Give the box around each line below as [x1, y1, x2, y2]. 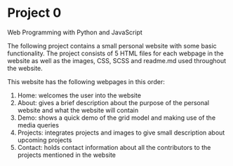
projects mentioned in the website [17, 151, 116, 159]
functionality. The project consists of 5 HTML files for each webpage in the [7, 49, 224, 57]
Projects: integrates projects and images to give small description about [17, 128, 225, 137]
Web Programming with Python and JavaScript [7, 28, 142, 36]
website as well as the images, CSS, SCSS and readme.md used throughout [7, 56, 227, 64]
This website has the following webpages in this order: [7, 77, 165, 85]
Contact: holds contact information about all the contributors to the [17, 143, 211, 151]
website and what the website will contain [17, 106, 139, 114]
